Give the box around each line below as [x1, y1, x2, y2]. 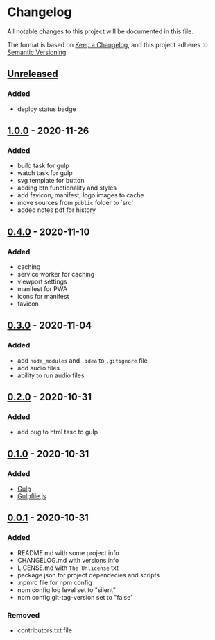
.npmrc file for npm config [17, 578, 92, 586]
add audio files [17, 363, 60, 372]
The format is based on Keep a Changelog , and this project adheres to [7, 40, 208, 49]
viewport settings [17, 277, 67, 286]
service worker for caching [17, 270, 95, 278]
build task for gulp [17, 161, 69, 170]
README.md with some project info [17, 548, 119, 557]
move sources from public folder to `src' [17, 199, 134, 207]
